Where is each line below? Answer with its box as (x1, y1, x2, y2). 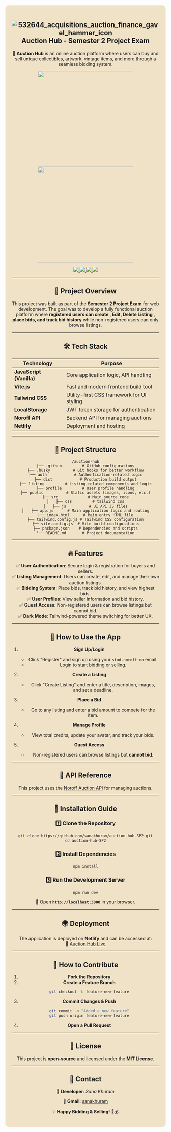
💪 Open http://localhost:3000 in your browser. (35, 899, 136, 905)
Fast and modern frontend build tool (66, 383, 153, 390)
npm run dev (73, 890, 98, 895)
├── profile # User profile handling (36, 486, 135, 491)
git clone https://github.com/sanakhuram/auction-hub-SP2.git (18, 834, 153, 839)
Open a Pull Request (67, 1022, 111, 1028)
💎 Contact (69, 1075, 102, 1084)
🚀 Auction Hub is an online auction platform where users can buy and (12, 50, 159, 56)
